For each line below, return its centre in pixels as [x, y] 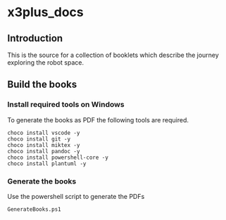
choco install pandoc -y [44, 151]
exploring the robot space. [46, 63]
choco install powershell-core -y [58, 157]
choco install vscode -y [44, 133]
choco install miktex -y [44, 145]
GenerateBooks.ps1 [34, 209]
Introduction [35, 38]
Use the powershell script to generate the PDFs [76, 196]
